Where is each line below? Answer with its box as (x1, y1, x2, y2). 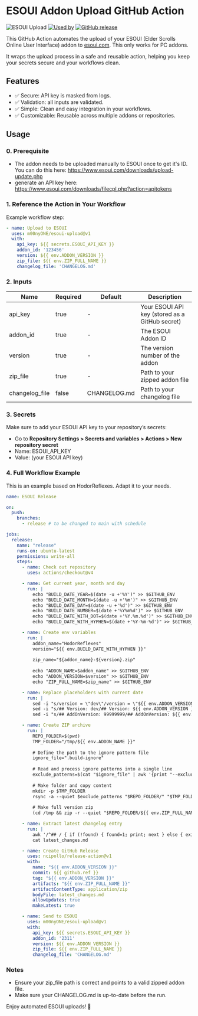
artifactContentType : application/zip (32, 886, 128, 892)
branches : (16, 515, 41, 521)
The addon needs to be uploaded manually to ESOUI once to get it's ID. (14, 161, 188, 168)
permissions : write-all (16, 553, 75, 559)
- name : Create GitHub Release (21, 848, 99, 854)
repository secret (14, 442, 59, 449)
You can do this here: (14, 166, 67, 174)
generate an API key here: (14, 179, 78, 187)
